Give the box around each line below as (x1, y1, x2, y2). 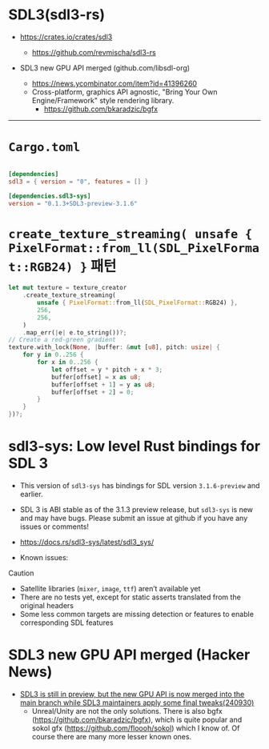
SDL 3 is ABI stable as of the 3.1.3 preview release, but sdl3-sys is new (19, 505, 254, 514)
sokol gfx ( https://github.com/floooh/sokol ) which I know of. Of (31, 723, 240, 733)
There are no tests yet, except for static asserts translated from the (19, 592, 242, 602)
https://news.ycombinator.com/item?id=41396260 (31, 78, 198, 88)
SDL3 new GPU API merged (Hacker (8, 646, 251, 664)
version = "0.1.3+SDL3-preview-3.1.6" (8, 199, 138, 207)
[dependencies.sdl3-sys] (8, 192, 91, 200)
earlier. (19, 490, 43, 499)
